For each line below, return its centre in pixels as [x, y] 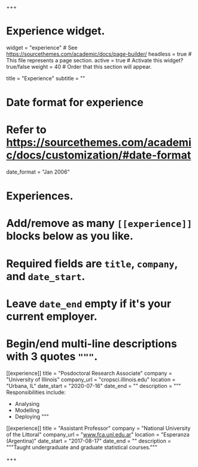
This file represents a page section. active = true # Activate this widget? [95, 60]
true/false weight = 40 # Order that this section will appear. [79, 66]
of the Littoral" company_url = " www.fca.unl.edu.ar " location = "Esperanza [98, 434]
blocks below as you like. [70, 236]
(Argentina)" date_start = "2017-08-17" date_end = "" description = [89, 441]
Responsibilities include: [36, 392]
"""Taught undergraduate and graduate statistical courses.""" [82, 447]
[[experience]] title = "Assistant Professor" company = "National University [98, 428]
